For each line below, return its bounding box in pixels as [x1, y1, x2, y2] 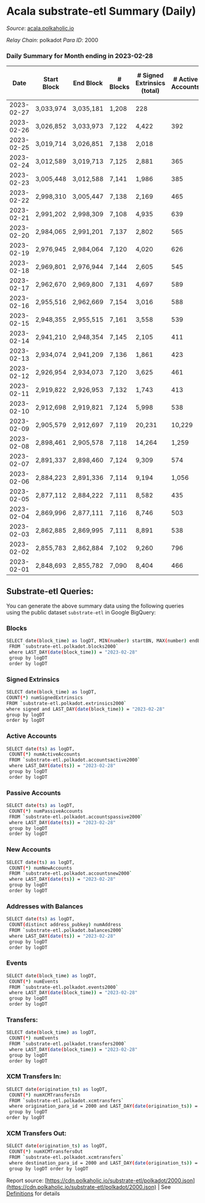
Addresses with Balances [6, 902, 84, 910]
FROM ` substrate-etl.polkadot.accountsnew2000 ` [9, 870, 132, 877]
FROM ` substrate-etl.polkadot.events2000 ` [9, 984, 119, 990]
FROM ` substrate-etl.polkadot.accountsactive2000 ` [9, 757, 140, 763]
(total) [141, 87, 160, 95]
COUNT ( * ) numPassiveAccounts [9, 808, 84, 814]
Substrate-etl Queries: [6, 586, 94, 597]
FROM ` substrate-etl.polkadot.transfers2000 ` [9, 1041, 127, 1047]
